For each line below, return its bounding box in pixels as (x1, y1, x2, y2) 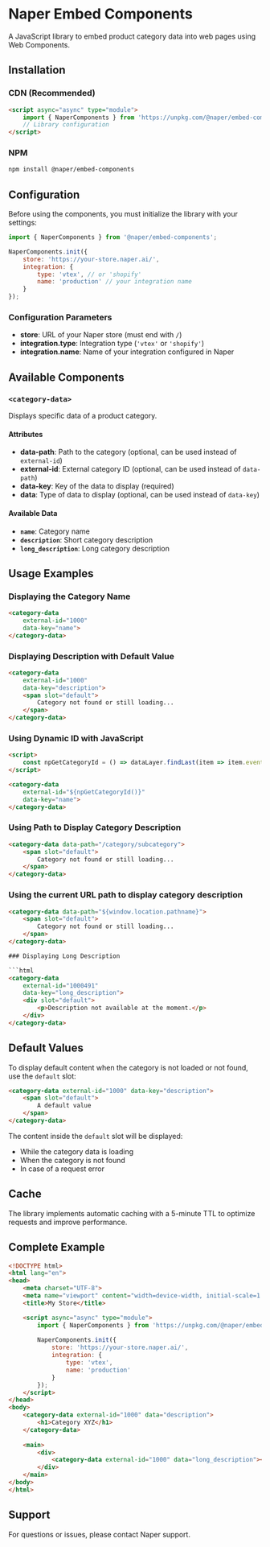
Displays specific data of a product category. (8, 411, 157, 421)
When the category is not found (19, 1155, 126, 1165)
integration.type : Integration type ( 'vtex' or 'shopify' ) (19, 339, 205, 349)
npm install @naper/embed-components (8, 166, 135, 174)
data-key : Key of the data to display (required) (19, 481, 174, 491)
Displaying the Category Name (8, 591, 131, 602)
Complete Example (8, 1240, 105, 1254)
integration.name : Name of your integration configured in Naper (19, 347, 235, 357)
